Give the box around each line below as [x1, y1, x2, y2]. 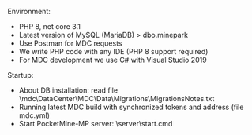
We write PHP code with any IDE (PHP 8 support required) [18, 47, 209, 56]
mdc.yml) [18, 111, 51, 120]
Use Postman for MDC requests [18, 38, 122, 48]
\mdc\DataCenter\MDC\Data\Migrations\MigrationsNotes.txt [18, 94, 215, 103]
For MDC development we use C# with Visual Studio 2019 [18, 55, 207, 64]
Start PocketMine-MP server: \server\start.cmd [18, 119, 173, 128]
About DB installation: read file [18, 86, 118, 95]
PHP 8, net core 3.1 [18, 22, 81, 31]
